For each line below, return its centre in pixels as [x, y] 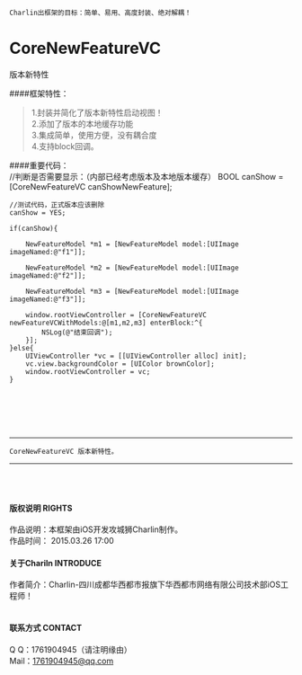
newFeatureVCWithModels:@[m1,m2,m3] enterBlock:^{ [106, 323]
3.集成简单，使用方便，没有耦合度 [94, 135]
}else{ [22, 348]
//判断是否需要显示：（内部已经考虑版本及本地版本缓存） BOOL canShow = [147, 176]
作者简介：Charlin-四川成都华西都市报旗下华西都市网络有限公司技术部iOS [145, 585]
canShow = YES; [38, 213]
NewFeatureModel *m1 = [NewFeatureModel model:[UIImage [133, 244]
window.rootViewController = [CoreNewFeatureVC [116, 315]
